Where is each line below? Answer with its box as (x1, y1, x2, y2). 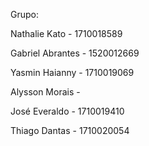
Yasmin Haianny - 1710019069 (10, 67, 135, 78)
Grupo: (10, 9, 39, 20)
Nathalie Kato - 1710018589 (10, 28, 123, 39)
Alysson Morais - (10, 86, 81, 98)
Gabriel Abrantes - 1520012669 (10, 47, 140, 59)
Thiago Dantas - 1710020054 (10, 125, 130, 136)
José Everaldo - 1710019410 (10, 105, 125, 117)
